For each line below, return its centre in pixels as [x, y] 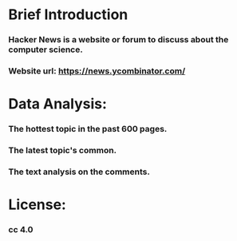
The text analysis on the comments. [79, 172]
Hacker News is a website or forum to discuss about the [118, 40]
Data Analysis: [58, 104]
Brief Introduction [68, 15]
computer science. [46, 49]
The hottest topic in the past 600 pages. [88, 129]
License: [37, 205]
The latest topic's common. [63, 151]
